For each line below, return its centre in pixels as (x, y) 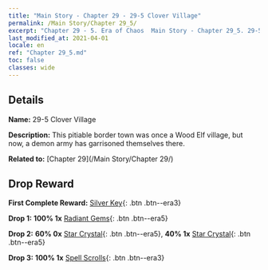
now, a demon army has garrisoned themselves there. (97, 143)
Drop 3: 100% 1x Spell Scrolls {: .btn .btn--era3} (87, 258)
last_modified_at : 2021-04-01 (59, 38)
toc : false (26, 61)
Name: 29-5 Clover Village (52, 119)
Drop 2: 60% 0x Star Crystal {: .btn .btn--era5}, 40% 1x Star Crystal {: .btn (130, 234)
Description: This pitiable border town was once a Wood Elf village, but (126, 135)
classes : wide (32, 68)
